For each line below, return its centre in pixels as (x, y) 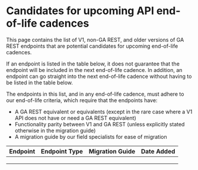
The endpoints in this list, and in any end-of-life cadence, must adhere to (95, 94)
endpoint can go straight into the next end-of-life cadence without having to (99, 76)
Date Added (158, 151)
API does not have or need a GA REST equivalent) (75, 118)
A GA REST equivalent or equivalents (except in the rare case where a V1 (103, 112)
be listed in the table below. (39, 82)
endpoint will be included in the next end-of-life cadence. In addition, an (94, 70)
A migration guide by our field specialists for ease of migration (91, 136)
